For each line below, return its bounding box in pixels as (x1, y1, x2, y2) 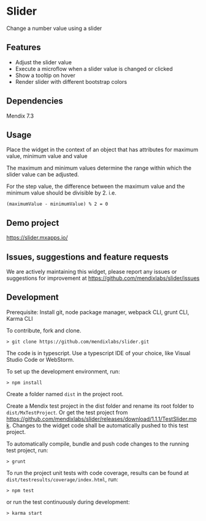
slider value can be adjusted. (6, 171, 80, 178)
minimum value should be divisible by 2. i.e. (6, 189, 116, 197)
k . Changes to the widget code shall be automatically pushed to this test (6, 421, 189, 429)
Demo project (6, 217, 59, 228)
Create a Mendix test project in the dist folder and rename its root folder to (6, 402, 194, 410)
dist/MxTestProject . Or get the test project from (6, 408, 128, 416)
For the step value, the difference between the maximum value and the (6, 182, 185, 190)
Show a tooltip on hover (15, 72, 75, 79)
